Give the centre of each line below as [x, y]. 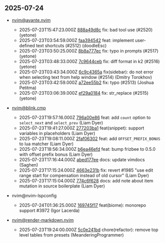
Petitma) [28, 88]
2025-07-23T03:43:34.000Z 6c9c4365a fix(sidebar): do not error [86, 72]
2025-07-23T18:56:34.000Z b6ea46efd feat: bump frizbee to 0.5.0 [87, 149]
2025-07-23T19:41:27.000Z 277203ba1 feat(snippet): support [82, 128]
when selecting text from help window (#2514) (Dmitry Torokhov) [85, 77]
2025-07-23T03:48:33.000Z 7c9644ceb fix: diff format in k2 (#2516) [89, 61]
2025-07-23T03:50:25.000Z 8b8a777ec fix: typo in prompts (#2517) [89, 51]
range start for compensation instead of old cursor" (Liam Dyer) [84, 175]
